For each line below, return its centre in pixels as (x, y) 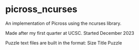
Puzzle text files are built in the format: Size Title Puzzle (64, 43)
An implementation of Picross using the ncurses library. (63, 23)
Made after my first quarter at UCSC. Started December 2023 (70, 33)
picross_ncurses (41, 9)
